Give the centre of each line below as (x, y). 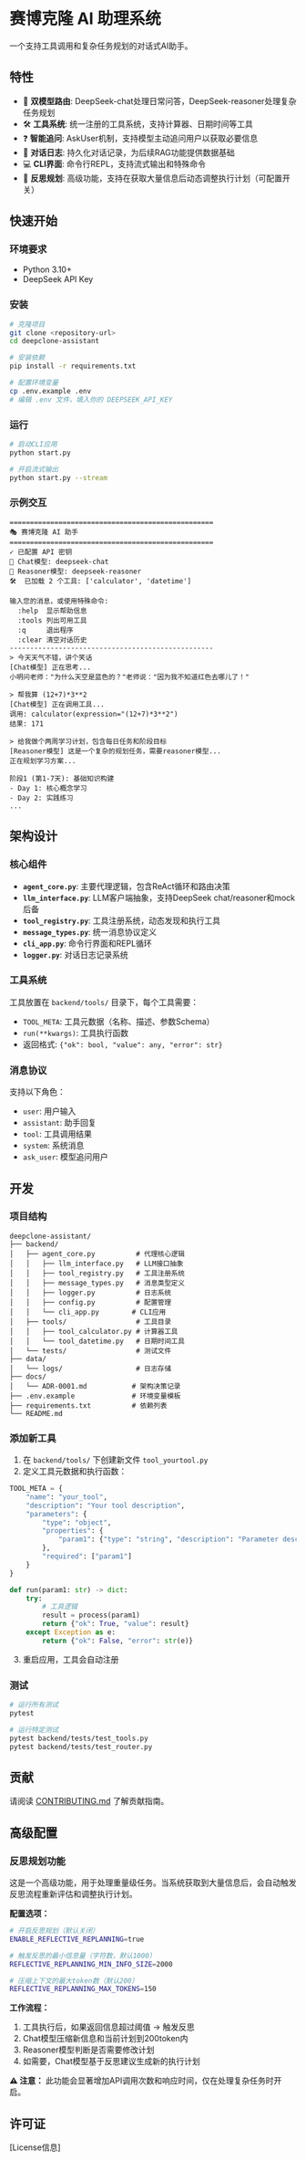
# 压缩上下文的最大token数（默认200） (74, 1981)
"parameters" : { (57, 1514)
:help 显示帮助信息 (52, 611)
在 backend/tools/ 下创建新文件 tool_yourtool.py (115, 1460)
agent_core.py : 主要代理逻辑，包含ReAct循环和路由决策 (126, 886)
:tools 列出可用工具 (52, 620)
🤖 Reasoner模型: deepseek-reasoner (76, 572)
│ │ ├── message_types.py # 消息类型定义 (97, 1283)
